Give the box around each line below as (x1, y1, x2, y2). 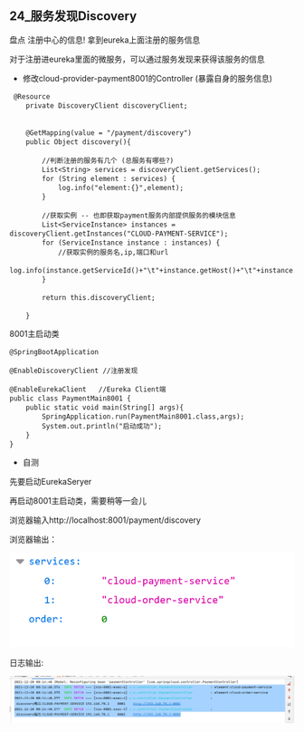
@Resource (13, 91, 51, 101)
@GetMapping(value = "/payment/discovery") (25, 128, 193, 138)
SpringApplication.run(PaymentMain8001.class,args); (42, 411, 245, 421)
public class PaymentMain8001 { (9, 393, 131, 403)
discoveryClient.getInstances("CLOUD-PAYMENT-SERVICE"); (9, 229, 229, 238)
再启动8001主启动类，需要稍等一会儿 (9, 495, 147, 506)
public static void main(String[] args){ (25, 402, 184, 412)
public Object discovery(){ (25, 137, 131, 147)
